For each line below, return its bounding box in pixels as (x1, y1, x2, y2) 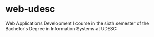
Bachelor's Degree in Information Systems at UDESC (5, 25, 117, 31)
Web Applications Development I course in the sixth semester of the (5, 20, 149, 26)
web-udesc (5, 3, 55, 15)
